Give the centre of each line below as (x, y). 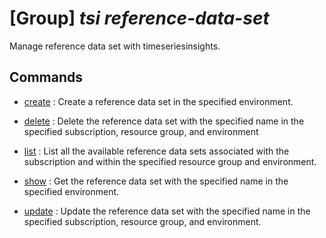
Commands (46, 77)
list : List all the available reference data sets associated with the (156, 151)
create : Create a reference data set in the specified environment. (158, 101)
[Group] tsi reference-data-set (139, 18)
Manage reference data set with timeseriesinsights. (115, 46)
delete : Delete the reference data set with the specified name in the (164, 121)
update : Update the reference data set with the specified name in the (167, 211)
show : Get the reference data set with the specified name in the (156, 181)
